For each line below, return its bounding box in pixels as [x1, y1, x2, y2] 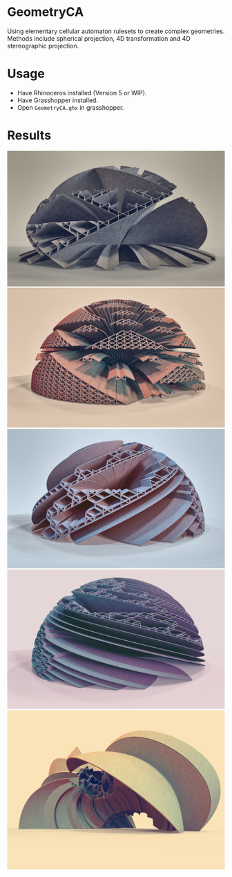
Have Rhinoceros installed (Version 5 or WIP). [17, 88, 147, 97]
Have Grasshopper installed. [17, 96, 99, 104]
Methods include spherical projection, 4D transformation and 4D [7, 34, 191, 42]
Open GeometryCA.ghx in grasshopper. [17, 103, 124, 111]
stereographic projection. [7, 41, 79, 50]
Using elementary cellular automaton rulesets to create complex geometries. [7, 27, 225, 35]
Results [7, 128, 52, 144]
